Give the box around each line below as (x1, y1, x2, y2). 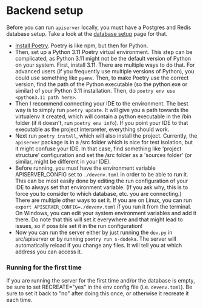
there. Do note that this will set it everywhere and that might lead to (15, 216, 183, 223)
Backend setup (6, 4, 84, 18)
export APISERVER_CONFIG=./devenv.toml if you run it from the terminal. (15, 203, 192, 210)
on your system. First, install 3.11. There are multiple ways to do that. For (15, 61, 195, 69)
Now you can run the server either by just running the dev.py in (15, 229, 173, 236)
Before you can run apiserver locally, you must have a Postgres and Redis (6, 24, 191, 31)
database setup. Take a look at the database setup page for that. (6, 30, 168, 37)
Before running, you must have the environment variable (15, 164, 156, 172)
